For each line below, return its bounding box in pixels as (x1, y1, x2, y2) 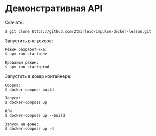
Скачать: (5, 19, 24, 25)
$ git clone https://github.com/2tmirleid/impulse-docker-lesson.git (5, 29, 152, 34)
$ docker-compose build (5, 87, 54, 92)
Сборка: (5, 83, 21, 88)
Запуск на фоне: (5, 122, 39, 127)
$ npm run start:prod (5, 64, 50, 69)
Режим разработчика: (5, 47, 48, 52)
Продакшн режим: (5, 60, 39, 65)
